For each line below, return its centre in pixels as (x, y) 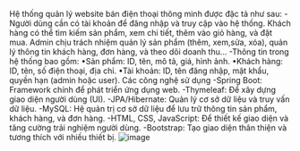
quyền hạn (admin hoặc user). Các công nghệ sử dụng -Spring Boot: (136, 80)
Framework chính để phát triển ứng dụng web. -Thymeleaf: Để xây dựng (142, 90)
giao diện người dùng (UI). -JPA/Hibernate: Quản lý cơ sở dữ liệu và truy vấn (150, 99)
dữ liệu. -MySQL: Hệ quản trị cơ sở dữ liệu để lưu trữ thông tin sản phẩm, (143, 109)
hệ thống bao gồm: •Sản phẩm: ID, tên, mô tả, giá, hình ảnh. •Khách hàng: (146, 61)
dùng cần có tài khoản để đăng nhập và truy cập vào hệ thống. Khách (162, 23)
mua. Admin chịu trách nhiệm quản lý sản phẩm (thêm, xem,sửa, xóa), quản (149, 42)
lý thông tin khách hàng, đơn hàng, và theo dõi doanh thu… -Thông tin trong (149, 52)
